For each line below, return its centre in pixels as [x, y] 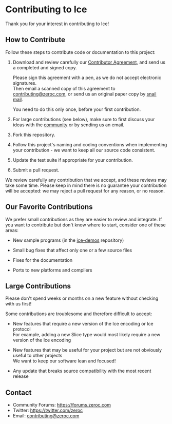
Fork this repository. [34, 134]
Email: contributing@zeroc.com [46, 416]
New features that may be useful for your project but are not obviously [87, 350]
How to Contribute [35, 40]
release [21, 376]
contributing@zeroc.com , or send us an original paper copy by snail [84, 94]
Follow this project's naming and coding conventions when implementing [90, 144]
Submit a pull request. [36, 170]
